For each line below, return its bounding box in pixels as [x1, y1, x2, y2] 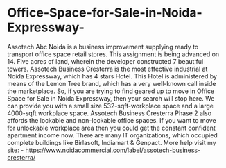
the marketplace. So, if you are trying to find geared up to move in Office [7, 87, 215, 95]
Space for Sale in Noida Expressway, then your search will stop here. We [7, 94, 215, 102]
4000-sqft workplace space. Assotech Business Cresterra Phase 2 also [7, 109, 212, 117]
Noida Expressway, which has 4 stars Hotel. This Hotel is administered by [7, 72, 217, 81]
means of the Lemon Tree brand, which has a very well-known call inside [7, 79, 216, 87]
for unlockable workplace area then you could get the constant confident [7, 124, 216, 132]
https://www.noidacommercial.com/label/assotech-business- [25, 146, 201, 154]
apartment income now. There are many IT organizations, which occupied [7, 131, 218, 140]
